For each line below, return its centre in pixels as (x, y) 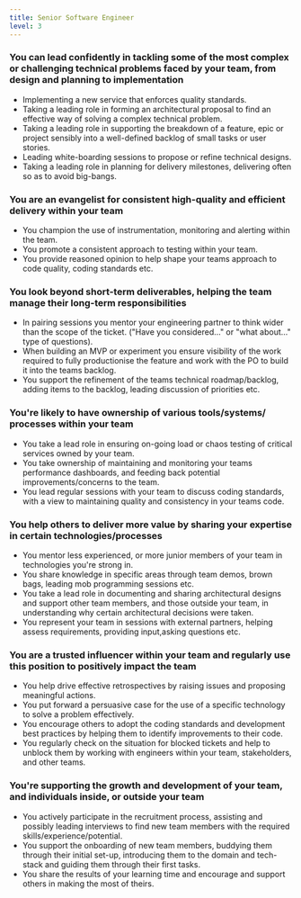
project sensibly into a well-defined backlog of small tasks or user (144, 138)
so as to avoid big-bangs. (69, 175)
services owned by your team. (78, 453)
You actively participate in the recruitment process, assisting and (142, 816)
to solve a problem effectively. (78, 714)
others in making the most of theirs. (88, 884)
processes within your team (71, 424)
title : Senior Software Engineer (72, 18)
